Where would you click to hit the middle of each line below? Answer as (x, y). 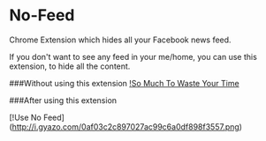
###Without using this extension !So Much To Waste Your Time (125, 83)
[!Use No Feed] (37, 117)
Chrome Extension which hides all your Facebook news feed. (120, 40)
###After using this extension (63, 100)
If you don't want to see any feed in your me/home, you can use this (133, 56)
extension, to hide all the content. (70, 66)
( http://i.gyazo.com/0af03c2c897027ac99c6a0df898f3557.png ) (126, 126)
